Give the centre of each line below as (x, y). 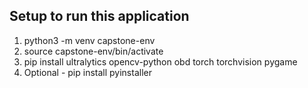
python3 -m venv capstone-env (89, 40)
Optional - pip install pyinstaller (87, 72)
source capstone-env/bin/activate (93, 51)
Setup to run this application (99, 16)
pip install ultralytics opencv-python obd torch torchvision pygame (160, 61)
